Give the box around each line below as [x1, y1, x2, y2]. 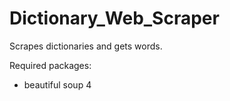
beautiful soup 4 [23, 78, 92, 91]
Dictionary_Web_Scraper [9, 7, 220, 30]
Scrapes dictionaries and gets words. [9, 40, 163, 52]
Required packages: [9, 59, 92, 71]
